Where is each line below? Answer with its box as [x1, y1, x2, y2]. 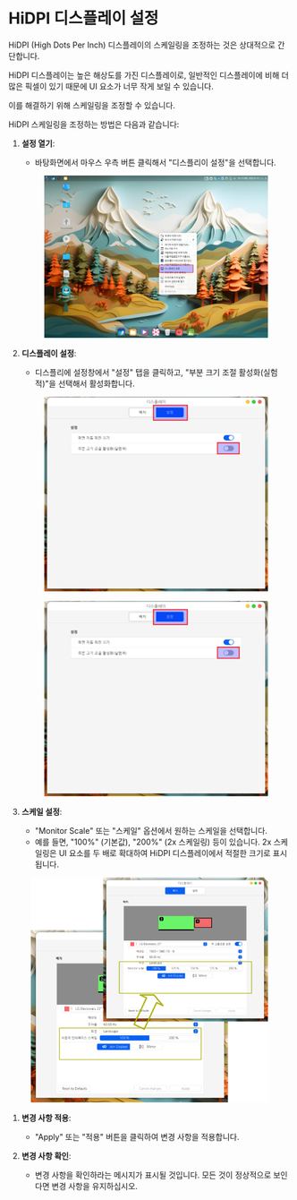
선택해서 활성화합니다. [57, 378, 135, 389]
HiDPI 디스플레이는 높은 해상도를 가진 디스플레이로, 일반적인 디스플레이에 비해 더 [8, 69, 290, 81]
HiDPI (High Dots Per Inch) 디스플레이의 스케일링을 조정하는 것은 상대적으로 [8, 39, 276, 50]
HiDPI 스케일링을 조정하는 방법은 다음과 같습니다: [8, 118, 180, 130]
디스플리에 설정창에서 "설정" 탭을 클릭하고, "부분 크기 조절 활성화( [34, 366, 264, 377]
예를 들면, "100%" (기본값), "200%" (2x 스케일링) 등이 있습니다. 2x [34, 836, 272, 847]
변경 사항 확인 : [21, 1150, 72, 1161]
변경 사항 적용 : [21, 1112, 72, 1123]
